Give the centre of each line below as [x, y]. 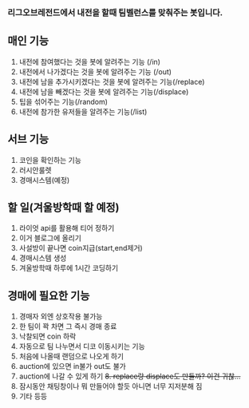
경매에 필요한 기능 [49, 296]
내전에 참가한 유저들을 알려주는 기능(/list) [83, 111]
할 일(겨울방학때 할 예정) [63, 207]
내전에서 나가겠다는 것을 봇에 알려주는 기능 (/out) [95, 71]
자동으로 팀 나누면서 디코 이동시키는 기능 [82, 347]
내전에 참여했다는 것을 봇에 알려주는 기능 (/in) [90, 61]
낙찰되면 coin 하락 [47, 336]
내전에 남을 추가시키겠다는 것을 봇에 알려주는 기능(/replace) [112, 81]
